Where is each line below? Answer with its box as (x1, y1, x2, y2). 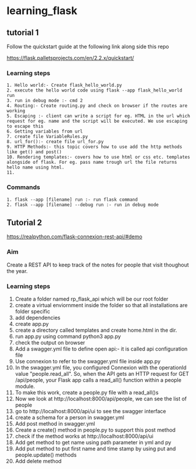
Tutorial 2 (6, 217, 43, 227)
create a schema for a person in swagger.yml (15, 414, 125, 421)
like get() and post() (6, 149, 62, 155)
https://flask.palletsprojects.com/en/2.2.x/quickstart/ (6, 55, 134, 61)
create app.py (15, 320, 49, 327)
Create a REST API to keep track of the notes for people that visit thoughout (6, 261, 189, 268)
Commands (6, 183, 40, 191)
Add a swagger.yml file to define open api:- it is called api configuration (15, 345, 188, 352)
